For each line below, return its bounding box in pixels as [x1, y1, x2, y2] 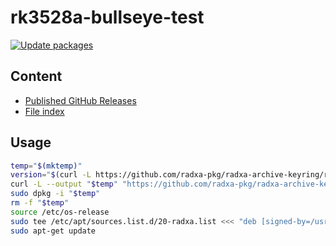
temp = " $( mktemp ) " [10, 161, 83, 171]
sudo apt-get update [10, 226, 97, 236]
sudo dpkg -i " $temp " [10, 189, 101, 199]
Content [10, 68, 63, 85]
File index [24, 105, 65, 117]
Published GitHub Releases [24, 94, 137, 106]
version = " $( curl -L [10, 170, 92, 180]
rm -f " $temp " [10, 198, 70, 208]
